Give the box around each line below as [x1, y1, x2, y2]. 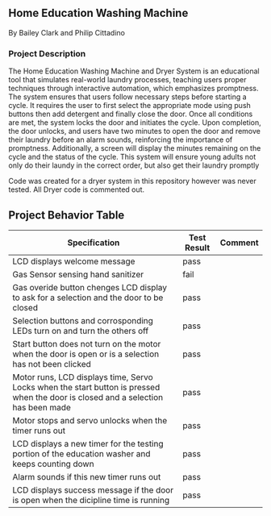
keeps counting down [12, 458, 94, 469]
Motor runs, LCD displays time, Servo [12, 371, 153, 382]
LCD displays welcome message [12, 256, 135, 267]
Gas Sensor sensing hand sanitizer [12, 268, 144, 280]
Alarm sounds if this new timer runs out [12, 471, 161, 482]
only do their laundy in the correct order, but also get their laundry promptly [8, 160, 260, 170]
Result [185, 242, 211, 253]
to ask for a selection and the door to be [12, 292, 164, 303]
